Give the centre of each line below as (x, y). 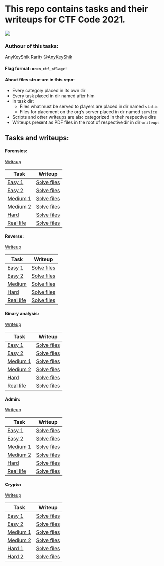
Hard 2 (16, 557)
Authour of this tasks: (32, 46)
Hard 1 (16, 549)
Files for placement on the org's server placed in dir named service (88, 112)
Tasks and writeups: (37, 138)
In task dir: (23, 101)
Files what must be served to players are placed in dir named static (89, 107)
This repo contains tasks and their (77, 9)
